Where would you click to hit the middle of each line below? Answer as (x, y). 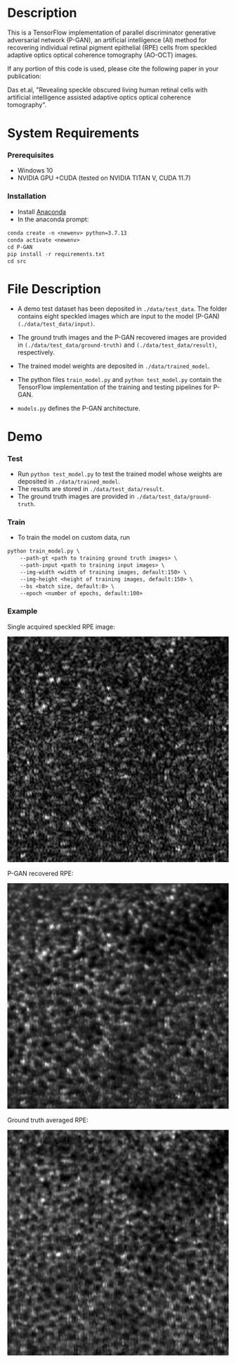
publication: (24, 76)
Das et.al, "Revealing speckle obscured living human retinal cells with (107, 90)
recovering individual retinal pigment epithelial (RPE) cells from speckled (112, 47)
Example (22, 611)
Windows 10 (35, 171)
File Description (54, 289)
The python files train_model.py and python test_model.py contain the (120, 379)
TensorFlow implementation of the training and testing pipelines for (114, 387)
